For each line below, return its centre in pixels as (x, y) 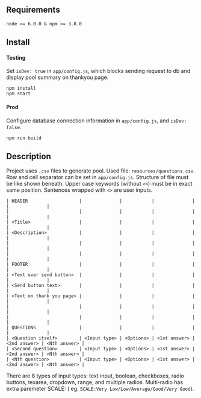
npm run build (24, 138)
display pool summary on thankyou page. (57, 77)
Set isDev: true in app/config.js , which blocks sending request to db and (98, 71)
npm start (19, 94)
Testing (16, 57)
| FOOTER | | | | (101, 265)
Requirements (33, 10)
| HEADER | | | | (101, 201)
